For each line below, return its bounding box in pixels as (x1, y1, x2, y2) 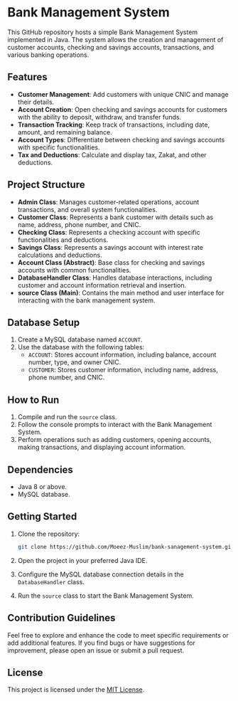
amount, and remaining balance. (17, 127, 112, 136)
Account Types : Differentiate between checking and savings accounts (17, 135, 225, 144)
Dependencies (7, 463, 73, 475)
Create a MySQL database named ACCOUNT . (17, 335, 143, 344)
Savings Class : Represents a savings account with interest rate (17, 243, 204, 251)
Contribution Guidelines (7, 612, 116, 624)
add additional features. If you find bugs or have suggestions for (7, 638, 195, 647)
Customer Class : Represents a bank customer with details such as (17, 213, 214, 221)
